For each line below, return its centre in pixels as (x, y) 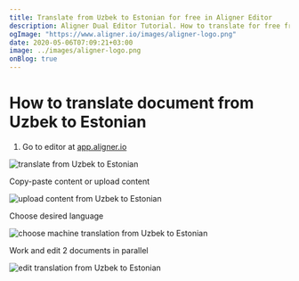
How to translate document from (132, 103)
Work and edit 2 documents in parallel (79, 250)
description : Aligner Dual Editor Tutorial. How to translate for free (145, 26)
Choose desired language (57, 216)
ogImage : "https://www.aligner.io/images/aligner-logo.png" (123, 34)
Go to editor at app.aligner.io (74, 146)
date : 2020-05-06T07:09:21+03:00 (71, 42)
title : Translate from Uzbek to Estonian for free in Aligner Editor (141, 17)
